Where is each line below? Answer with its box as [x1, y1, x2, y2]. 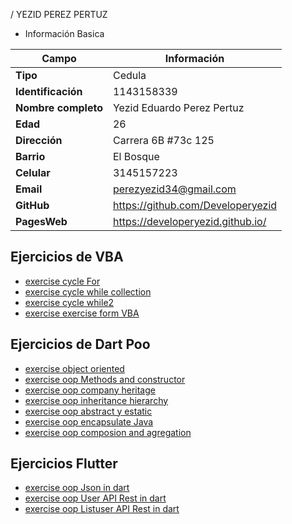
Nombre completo [15, 101, 103, 114]
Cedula [112, 69, 147, 82]
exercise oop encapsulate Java [24, 415, 154, 428]
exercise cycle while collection [24, 285, 152, 298]
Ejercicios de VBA [10, 249, 124, 266]
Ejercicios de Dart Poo [10, 336, 151, 353]
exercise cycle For [24, 275, 101, 287]
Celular [15, 166, 51, 179]
